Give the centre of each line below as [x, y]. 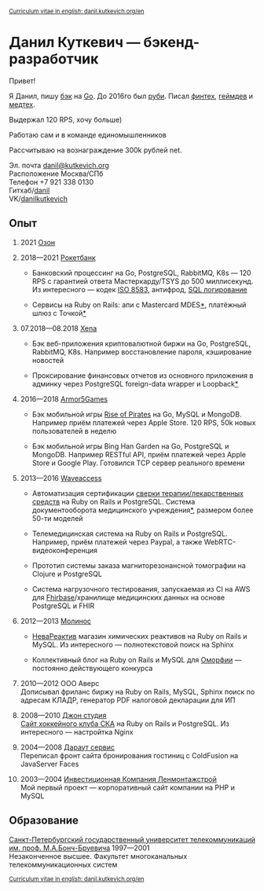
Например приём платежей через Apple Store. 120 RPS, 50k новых [144, 422]
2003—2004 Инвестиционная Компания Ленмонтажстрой [118, 779]
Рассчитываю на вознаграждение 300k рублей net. [96, 150]
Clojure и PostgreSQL [67, 574]
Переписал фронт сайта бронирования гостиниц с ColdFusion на [129, 755]
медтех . [22, 104]
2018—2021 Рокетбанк [58, 257]
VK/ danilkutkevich [38, 198]
